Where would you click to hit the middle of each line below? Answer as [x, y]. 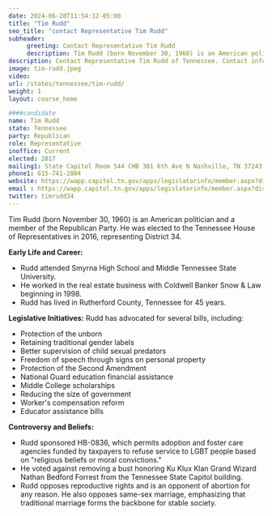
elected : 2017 [32, 159]
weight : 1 [25, 91]
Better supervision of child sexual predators [93, 351]
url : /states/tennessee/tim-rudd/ [67, 83]
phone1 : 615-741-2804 [45, 174]
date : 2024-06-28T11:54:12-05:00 [65, 16]
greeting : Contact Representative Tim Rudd [101, 46]
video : [19, 76]
